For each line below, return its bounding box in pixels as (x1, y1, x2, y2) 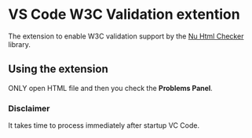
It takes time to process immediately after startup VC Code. (8, 121, 200, 130)
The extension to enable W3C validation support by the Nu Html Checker (8, 31, 244, 41)
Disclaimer (8, 103, 50, 114)
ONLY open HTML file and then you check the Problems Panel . (8, 83, 214, 93)
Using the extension (8, 63, 108, 76)
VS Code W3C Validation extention (8, 5, 241, 24)
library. (8, 39, 31, 49)
